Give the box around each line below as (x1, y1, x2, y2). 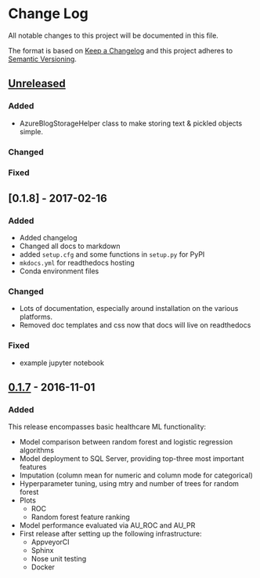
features (19, 463, 47, 472)
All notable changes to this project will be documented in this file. (8, 31, 219, 40)
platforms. (19, 312, 53, 322)
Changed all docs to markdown (19, 241, 121, 251)
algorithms (19, 445, 55, 455)
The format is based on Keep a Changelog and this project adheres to (8, 46, 233, 55)
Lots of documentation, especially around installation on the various (19, 304, 239, 313)
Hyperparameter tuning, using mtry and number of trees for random (19, 479, 239, 488)
